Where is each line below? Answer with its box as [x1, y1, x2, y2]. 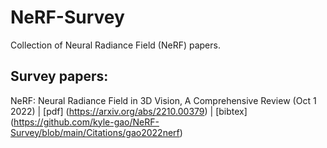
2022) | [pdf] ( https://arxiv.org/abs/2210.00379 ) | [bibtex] [10, 105, 248, 117]
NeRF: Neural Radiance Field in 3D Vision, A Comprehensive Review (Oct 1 [10, 94, 317, 106]
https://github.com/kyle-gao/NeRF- [13, 116, 160, 128]
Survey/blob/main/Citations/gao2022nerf [10, 126, 180, 138]
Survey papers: [10, 68, 109, 85]
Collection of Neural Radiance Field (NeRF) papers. [10, 39, 221, 51]
